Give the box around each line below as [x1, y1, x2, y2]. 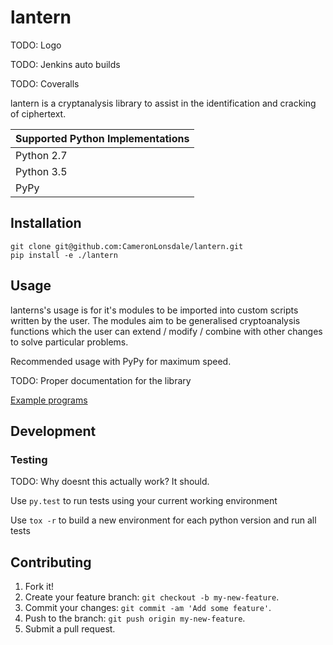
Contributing [10, 554, 92, 571]
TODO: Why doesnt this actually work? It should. [10, 476, 210, 488]
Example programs [10, 394, 88, 406]
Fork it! [24, 581, 55, 593]
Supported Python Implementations [15, 131, 190, 145]
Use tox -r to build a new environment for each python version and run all [10, 514, 317, 526]
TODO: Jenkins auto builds [10, 58, 121, 70]
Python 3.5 [15, 164, 68, 178]
